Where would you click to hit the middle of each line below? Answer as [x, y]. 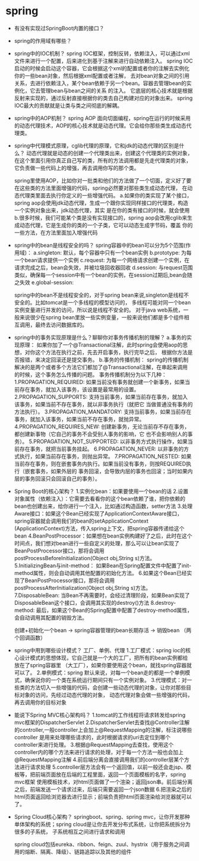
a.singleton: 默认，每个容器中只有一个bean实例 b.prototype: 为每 [112, 252]
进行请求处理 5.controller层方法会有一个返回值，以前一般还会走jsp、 [103, 767]
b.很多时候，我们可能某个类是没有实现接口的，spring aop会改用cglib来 [101, 218]
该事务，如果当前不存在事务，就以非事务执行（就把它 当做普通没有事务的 [103, 404]
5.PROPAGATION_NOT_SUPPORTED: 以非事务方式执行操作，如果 [108, 441]
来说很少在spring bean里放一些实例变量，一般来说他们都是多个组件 [102, 317]
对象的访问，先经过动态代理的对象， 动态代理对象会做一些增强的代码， [106, 695]
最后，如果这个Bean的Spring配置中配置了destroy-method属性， [114, 610]
